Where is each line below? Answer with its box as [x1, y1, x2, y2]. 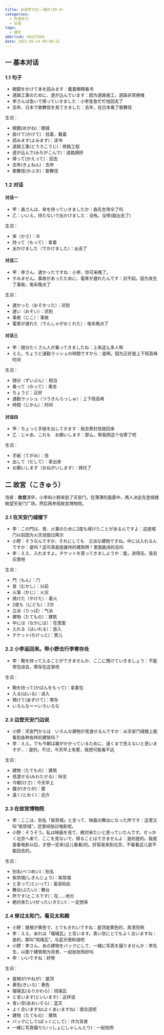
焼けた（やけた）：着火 [12, 596, 58, 602]
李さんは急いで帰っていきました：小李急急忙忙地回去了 [12, 98, 123, 104]
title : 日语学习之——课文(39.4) [5, 7, 63, 12]
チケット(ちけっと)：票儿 [12, 632, 63, 638]
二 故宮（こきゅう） [5, 480, 64, 489]
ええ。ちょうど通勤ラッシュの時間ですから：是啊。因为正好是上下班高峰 [12, 350, 158, 356]
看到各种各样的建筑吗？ [12, 734, 60, 740]
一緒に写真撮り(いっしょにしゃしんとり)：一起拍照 [12, 1025, 114, 1031]
